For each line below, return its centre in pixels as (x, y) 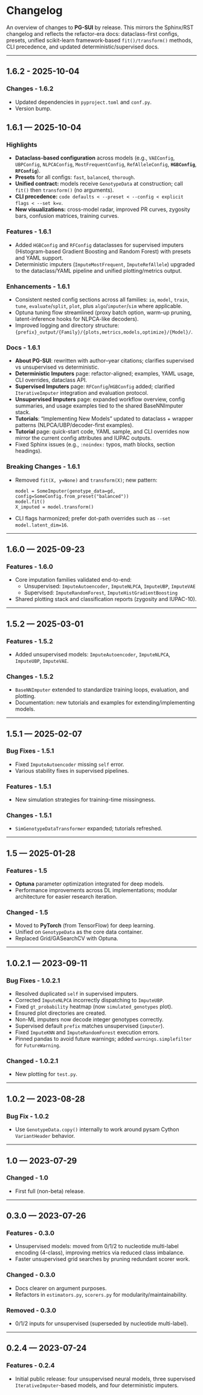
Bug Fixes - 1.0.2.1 (33, 980)
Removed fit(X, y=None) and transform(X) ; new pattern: (86, 480)
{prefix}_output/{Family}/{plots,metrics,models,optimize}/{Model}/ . (104, 332)
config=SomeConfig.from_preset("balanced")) (72, 496)
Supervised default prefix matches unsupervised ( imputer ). (89, 1026)
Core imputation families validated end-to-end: (73, 580)
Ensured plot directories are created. (61, 1013)
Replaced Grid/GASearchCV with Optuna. (67, 938)
